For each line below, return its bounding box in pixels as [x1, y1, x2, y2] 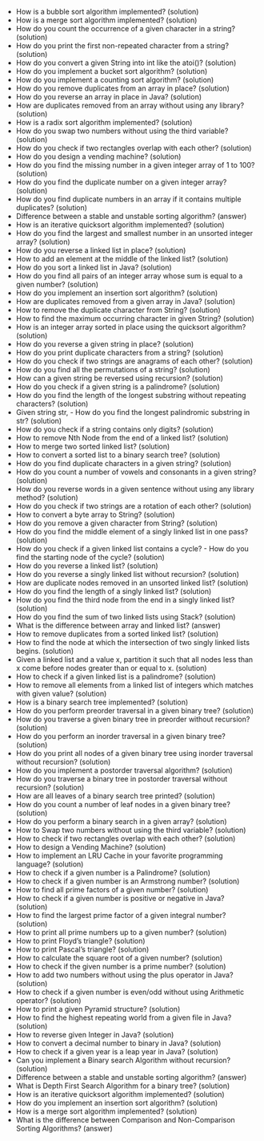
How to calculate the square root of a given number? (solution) [15, 953, 222, 962]
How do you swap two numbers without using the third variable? [15, 126, 229, 136]
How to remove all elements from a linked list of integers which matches [15, 680, 254, 689]
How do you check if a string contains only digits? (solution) [15, 424, 214, 434]
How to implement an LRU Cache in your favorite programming [15, 851, 223, 860]
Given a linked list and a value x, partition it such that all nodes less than [15, 655, 254, 664]
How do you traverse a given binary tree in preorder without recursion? [15, 714, 250, 724]
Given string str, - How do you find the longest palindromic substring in [15, 408, 250, 416]
